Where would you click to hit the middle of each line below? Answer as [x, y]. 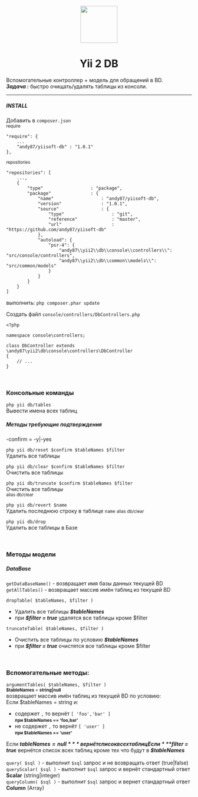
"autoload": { [55, 240]
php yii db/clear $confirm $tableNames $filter [66, 467]
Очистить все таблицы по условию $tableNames [76, 640]
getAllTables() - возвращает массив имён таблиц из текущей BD [88, 590]
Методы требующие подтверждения [54, 424]
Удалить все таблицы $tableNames [59, 612]
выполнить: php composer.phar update [53, 302]
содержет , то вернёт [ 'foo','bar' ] [62, 714]
